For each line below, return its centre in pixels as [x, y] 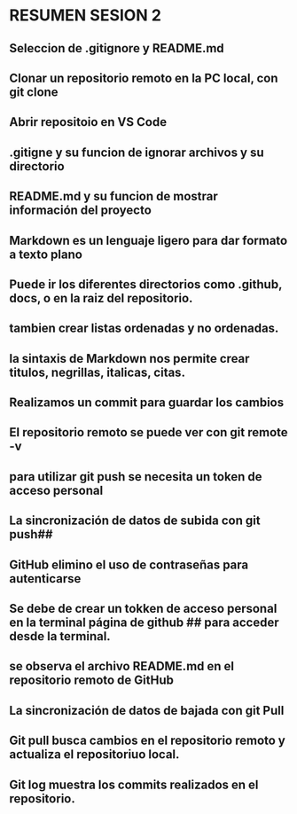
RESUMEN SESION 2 [86, 16]
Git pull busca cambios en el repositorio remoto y [148, 741]
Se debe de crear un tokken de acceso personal [143, 609]
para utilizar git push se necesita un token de [136, 477]
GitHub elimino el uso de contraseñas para [129, 564]
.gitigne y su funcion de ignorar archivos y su [137, 152]
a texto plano [46, 254]
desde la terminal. [60, 636]
